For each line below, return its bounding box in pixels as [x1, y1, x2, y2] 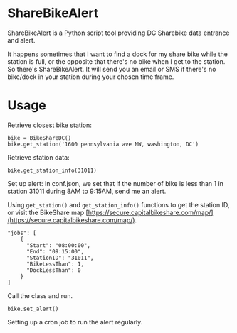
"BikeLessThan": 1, [26, 261, 84, 268]
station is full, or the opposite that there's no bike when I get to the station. [7, 57, 226, 65]
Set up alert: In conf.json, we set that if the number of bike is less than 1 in [7, 179, 224, 187]
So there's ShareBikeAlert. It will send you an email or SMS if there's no [7, 65, 216, 73]
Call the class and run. [7, 291, 73, 300]
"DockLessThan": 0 [26, 266, 81, 274]
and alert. [7, 36, 36, 44]
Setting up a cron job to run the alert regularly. [7, 317, 143, 326]
